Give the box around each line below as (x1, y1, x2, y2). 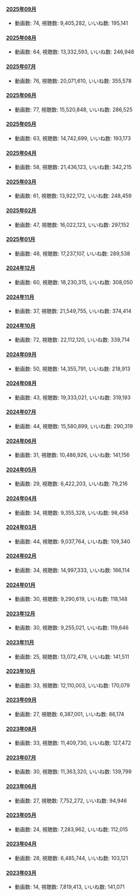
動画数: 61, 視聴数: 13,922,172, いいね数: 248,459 (14, 192, 132, 200)
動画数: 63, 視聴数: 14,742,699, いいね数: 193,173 (14, 135, 131, 142)
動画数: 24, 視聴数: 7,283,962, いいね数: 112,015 (14, 825, 128, 833)
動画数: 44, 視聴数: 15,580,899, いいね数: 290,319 (14, 423, 133, 430)
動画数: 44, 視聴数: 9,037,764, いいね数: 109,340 (14, 538, 131, 545)
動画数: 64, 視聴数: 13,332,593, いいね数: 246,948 (14, 48, 135, 55)
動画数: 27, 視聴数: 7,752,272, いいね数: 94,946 (14, 797, 127, 804)
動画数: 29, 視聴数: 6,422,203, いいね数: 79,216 (14, 480, 128, 487)
